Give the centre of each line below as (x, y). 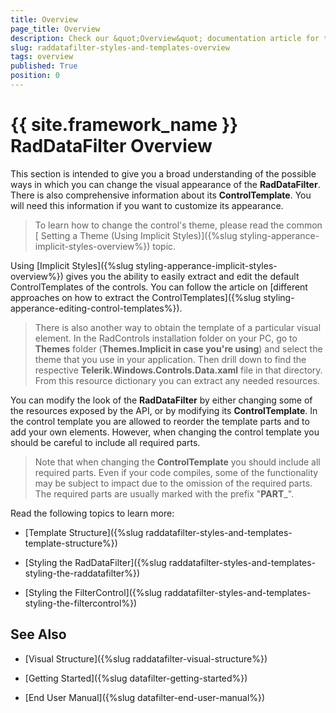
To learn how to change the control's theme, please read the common (178, 225)
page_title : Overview (55, 29)
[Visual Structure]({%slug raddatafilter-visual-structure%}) (146, 658)
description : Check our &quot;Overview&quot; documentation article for (165, 38)
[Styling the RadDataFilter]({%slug (95, 562)
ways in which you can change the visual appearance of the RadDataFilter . (165, 184)
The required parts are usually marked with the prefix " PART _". (164, 493)
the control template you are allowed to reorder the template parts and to (160, 421)
